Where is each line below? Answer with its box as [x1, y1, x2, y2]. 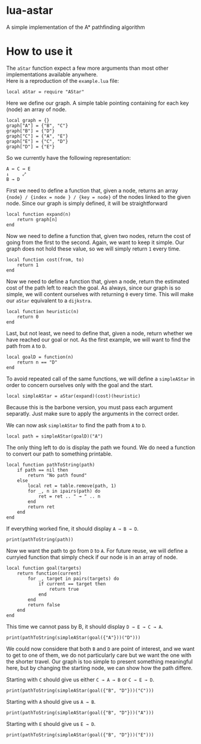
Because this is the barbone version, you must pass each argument [6, 403, 173, 410]
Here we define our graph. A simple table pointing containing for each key [6, 99, 189, 106]
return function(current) [17, 570, 82, 576]
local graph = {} [6, 117, 50, 123]
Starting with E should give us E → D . [6, 720, 96, 727]
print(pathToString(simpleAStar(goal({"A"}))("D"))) [6, 635, 141, 641]
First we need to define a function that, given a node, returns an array [6, 187, 178, 194]
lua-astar [6, 4, 53, 17]
